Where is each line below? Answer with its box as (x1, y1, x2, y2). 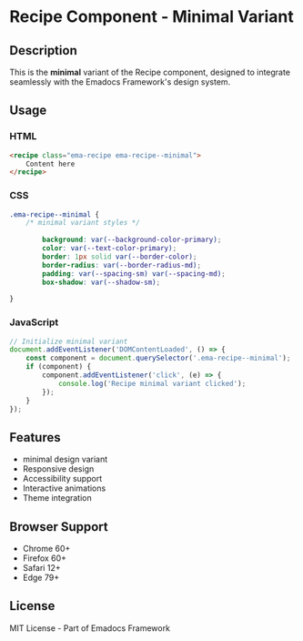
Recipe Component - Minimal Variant (9, 6, 294, 27)
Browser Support (9, 519, 109, 534)
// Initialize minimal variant (9, 337, 128, 346)
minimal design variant (22, 453, 108, 465)
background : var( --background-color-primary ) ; (42, 235, 222, 245)
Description (9, 43, 77, 58)
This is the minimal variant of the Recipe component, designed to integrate (9, 66, 291, 77)
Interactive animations (22, 483, 106, 493)
